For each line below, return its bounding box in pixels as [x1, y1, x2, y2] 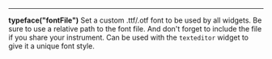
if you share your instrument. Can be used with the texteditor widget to [8, 32, 249, 43]
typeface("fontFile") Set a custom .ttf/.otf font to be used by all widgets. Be [8, 15, 262, 25]
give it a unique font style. [8, 41, 95, 51]
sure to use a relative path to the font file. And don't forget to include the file [8, 24, 262, 34]
